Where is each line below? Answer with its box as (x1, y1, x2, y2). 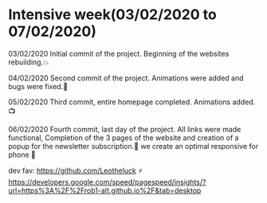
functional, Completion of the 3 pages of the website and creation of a (8, 133, 239, 142)
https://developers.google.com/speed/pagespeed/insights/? (8, 177, 206, 186)
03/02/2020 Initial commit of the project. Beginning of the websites (8, 49, 230, 58)
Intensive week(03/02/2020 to (8, 6, 217, 24)
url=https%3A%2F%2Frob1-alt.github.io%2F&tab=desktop (8, 185, 202, 195)
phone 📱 (8, 150, 36, 159)
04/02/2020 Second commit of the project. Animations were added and (8, 73, 245, 83)
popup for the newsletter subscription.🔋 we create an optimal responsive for (8, 141, 259, 150)
